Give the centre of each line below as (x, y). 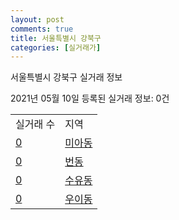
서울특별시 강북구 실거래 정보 (66, 77)
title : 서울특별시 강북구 (56, 38)
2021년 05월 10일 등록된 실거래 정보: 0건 (90, 98)
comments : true (42, 29)
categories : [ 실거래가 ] (56, 47)
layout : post (37, 19)
